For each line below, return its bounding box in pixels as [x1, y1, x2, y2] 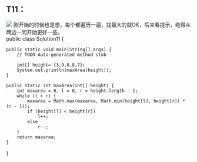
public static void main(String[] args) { [6, 47, 112, 52]
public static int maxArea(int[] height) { [6, 82, 115, 88]
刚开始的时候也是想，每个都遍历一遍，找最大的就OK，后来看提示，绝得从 [13, 21, 191, 28]
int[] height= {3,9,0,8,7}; [16, 62, 85, 68]
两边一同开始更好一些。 [6, 28, 63, 35]
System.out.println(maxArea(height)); [16, 67, 112, 73]
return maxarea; [16, 134, 57, 140]
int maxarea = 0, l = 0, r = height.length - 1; [16, 88, 138, 94]
